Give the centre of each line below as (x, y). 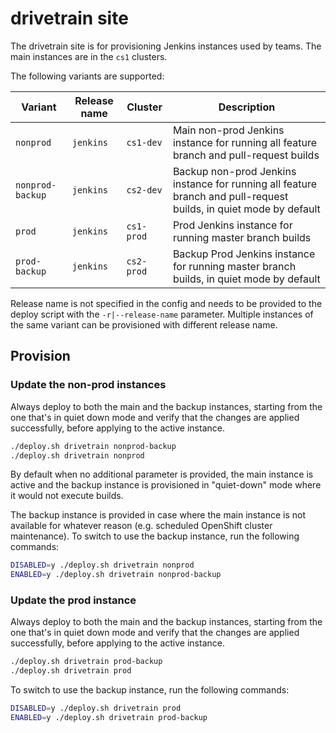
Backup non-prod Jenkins (234, 171)
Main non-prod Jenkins (228, 130)
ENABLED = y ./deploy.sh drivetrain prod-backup (109, 718)
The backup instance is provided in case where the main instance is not (158, 515)
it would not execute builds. (67, 496)
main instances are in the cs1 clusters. (89, 56)
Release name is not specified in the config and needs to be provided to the (166, 303)
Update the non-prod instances (88, 385)
